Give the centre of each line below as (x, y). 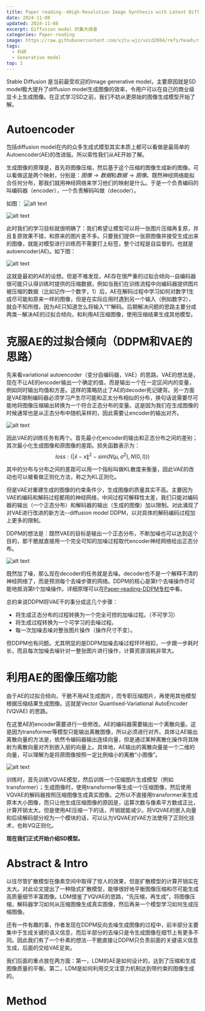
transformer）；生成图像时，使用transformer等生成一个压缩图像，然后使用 (99, 787)
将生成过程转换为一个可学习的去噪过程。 (66, 623)
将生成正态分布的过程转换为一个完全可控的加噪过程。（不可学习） (97, 615)
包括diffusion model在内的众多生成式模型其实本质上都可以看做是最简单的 (98, 147)
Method (27, 1001)
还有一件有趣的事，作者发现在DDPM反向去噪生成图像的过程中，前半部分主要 (103, 925)
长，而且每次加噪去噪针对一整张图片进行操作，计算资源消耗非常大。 (92, 651)
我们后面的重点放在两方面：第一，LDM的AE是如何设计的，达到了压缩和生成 (101, 960)
